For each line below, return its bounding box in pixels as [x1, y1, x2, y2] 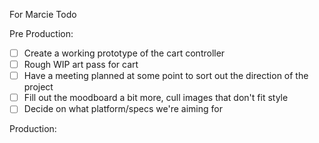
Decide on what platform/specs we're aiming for [23, 103, 223, 115]
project [23, 81, 54, 93]
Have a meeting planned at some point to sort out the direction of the [23, 70, 309, 82]
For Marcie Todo [9, 9, 77, 20]
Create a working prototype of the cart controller [23, 47, 226, 59]
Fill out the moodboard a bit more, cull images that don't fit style [23, 92, 289, 104]
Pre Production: [9, 28, 74, 39]
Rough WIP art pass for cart [23, 59, 139, 71]
